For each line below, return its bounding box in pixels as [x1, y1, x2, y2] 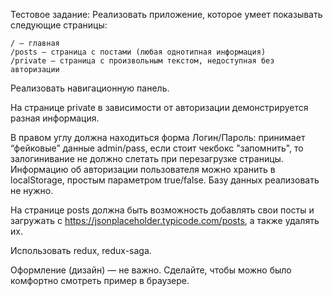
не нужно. [10, 185, 54, 196]
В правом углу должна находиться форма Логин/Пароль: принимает [10, 132, 306, 143]
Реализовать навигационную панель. [10, 82, 170, 94]
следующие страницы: [10, 19, 108, 31]
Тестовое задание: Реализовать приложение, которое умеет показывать [10, 9, 323, 20]
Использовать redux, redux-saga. [10, 245, 152, 256]
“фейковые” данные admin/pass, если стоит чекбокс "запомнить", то [10, 142, 304, 154]
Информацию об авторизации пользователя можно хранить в [10, 164, 276, 175]
